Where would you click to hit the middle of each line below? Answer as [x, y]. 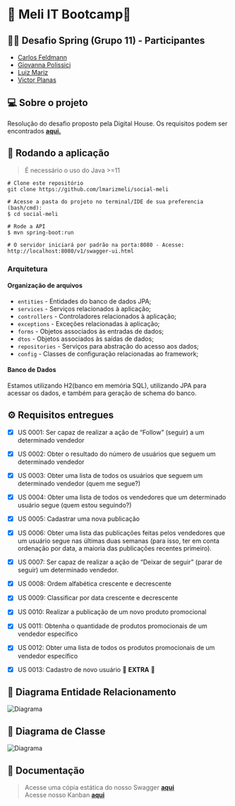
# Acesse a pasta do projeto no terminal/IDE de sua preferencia [105, 202]
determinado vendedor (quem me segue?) [79, 483]
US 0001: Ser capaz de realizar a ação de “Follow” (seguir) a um [111, 432]
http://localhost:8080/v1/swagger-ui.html [71, 251]
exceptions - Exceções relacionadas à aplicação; [89, 323]
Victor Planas [37, 80]
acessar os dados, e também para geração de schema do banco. [102, 393]
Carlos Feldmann [42, 57]
